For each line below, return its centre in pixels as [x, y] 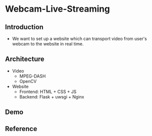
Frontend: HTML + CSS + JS [48, 92]
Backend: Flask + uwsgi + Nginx [52, 97]
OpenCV [28, 81]
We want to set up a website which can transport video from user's [79, 39]
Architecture [25, 59]
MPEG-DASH [33, 76]
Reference [21, 128]
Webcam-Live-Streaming [57, 9]
